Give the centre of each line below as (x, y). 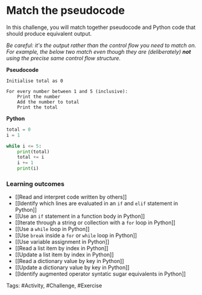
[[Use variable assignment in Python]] (62, 242)
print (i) (28, 169)
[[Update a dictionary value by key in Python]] (72, 268)
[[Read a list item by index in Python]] (62, 249)
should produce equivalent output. (49, 33)
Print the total (38, 107)
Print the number (39, 97)
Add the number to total (48, 102)
